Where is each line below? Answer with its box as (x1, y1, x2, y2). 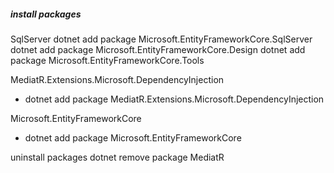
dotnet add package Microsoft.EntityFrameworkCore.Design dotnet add (10, 43, 306, 55)
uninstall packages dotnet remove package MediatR (10, 151, 225, 163)
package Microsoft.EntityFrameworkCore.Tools (10, 54, 205, 66)
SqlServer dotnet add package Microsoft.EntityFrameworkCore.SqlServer (10, 33, 313, 45)
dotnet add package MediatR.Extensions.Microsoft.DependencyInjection (24, 93, 325, 105)
